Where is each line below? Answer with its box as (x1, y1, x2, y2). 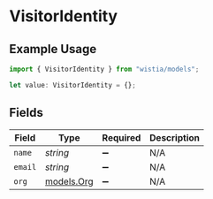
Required (102, 131, 141, 143)
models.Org (44, 175, 95, 188)
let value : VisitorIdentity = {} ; (9, 80, 137, 89)
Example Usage (9, 42, 97, 57)
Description (149, 131, 201, 143)
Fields (9, 105, 44, 120)
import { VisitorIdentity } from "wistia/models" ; (9, 65, 200, 73)
